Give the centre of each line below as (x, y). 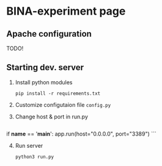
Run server (29, 145)
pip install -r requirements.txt (58, 93)
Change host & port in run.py (52, 117)
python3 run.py (35, 157)
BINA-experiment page (66, 11)
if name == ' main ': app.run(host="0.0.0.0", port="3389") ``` (82, 134)
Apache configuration (49, 34)
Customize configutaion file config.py (63, 104)
